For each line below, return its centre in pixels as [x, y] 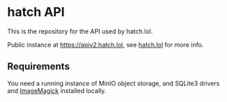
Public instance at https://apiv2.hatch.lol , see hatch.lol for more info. [105, 44]
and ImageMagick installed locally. [57, 90]
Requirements [38, 67]
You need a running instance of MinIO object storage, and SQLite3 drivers [113, 83]
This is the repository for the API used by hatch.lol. [80, 31]
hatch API [36, 12]
